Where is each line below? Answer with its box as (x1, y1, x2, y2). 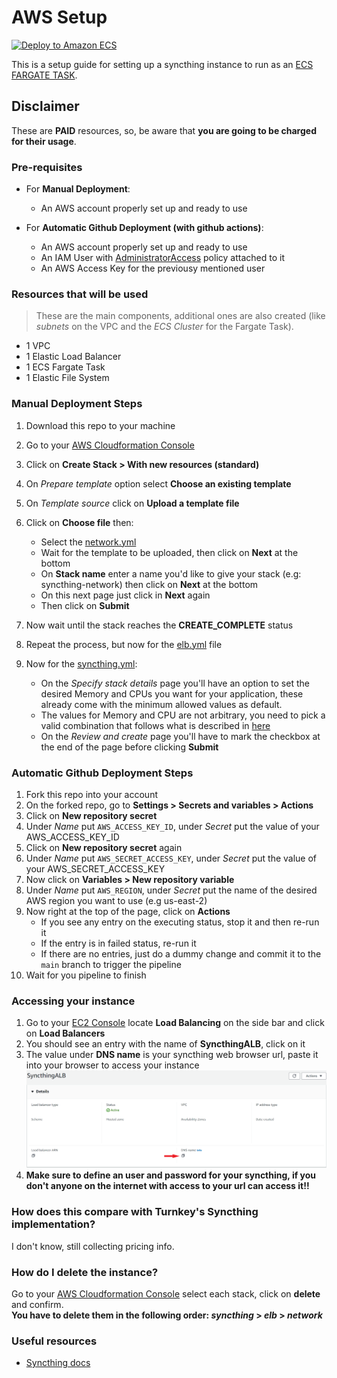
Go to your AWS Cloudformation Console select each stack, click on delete (11, 1287, 321, 1300)
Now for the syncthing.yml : (25, 657, 138, 670)
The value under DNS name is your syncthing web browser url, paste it (25, 1049, 319, 1061)
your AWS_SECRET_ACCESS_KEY (25, 862, 166, 875)
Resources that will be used (11, 287, 149, 301)
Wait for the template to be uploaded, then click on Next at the (40, 546, 299, 558)
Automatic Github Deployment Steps (11, 766, 194, 780)
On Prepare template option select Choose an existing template (25, 477, 292, 490)
